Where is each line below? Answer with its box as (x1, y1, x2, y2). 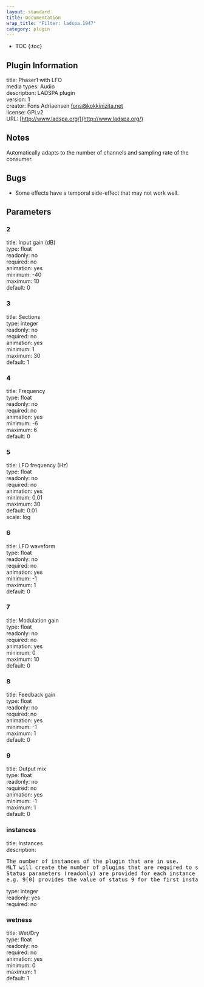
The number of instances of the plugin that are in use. (6, 857, 180, 865)
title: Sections (6, 313, 41, 320)
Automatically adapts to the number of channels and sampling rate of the (6, 148, 189, 156)
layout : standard (6, 9, 50, 15)
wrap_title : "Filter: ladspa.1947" (6, 20, 97, 26)
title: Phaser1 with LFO (6, 77, 63, 84)
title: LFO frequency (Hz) (6, 462, 69, 469)
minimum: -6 (6, 419, 38, 427)
